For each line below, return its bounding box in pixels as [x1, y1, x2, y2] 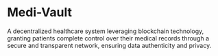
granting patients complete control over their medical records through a [7, 34, 210, 42]
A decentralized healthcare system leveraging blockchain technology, [7, 27, 204, 35]
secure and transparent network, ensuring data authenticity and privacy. [7, 41, 212, 49]
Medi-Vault [7, 5, 73, 20]
